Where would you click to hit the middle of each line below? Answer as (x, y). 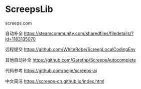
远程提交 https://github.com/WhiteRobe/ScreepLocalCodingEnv (70, 49)
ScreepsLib (29, 9)
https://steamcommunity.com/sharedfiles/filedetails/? (79, 33)
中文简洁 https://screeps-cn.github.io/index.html (55, 81)
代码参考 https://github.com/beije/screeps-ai (51, 70)
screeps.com (19, 23)
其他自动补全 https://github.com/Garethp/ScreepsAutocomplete (70, 60)
